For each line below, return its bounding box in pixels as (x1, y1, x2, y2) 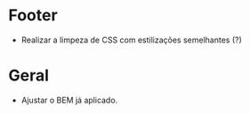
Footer (8, 5, 59, 26)
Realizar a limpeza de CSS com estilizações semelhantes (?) (20, 34, 242, 45)
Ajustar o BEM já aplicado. (20, 95, 118, 105)
